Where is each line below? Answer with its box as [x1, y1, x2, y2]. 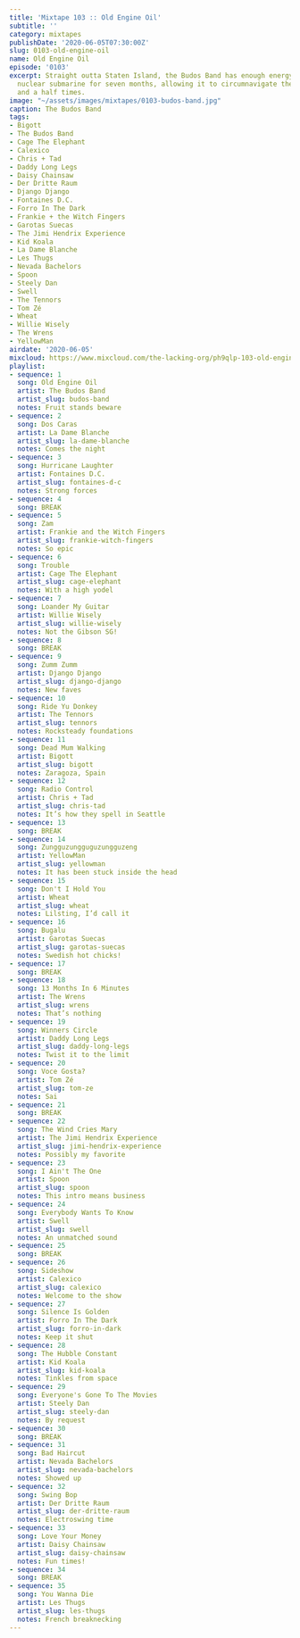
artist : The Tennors [17, 711, 94, 719]
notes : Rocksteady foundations [17, 727, 134, 736]
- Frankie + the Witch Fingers [9, 212, 126, 221]
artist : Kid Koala [17, 1358, 87, 1367]
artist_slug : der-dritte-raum [17, 1507, 129, 1516]
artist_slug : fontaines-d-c [17, 478, 122, 486]
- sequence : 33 [9, 1524, 66, 1533]
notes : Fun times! [17, 1557, 87, 1566]
